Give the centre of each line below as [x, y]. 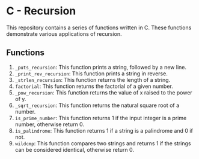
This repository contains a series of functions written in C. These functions [99, 27]
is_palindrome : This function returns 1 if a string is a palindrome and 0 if [104, 130]
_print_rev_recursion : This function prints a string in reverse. [91, 74]
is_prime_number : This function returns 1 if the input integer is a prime [101, 118]
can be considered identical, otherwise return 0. [74, 149]
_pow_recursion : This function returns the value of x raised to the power [103, 92]
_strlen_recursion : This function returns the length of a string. [93, 79]
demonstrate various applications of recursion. [64, 33]
